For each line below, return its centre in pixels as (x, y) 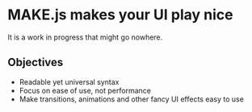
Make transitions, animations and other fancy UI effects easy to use (131, 99)
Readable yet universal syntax (69, 81)
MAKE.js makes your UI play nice (120, 15)
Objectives (36, 62)
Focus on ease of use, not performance (85, 90)
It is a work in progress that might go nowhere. (85, 37)
